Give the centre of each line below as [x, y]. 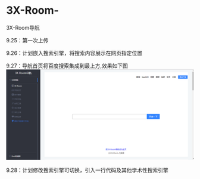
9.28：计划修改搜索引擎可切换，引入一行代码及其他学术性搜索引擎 [87, 170]
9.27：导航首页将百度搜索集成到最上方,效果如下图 [67, 66]
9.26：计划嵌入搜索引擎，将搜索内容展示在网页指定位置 [74, 53]
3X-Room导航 [23, 27]
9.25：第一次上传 [27, 40]
